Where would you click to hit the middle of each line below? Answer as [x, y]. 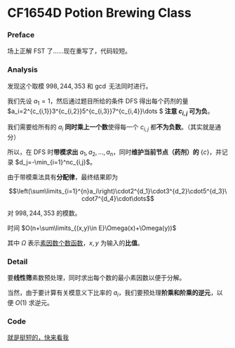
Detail [18, 262]
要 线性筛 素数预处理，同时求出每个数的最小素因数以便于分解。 [96, 278]
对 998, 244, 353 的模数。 [44, 213]
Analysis [23, 70]
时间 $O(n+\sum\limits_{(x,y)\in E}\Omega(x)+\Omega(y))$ [92, 228]
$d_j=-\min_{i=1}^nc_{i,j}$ [53, 162]
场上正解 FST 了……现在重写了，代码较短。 [69, 51]
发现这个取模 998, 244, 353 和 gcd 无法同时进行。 [80, 86]
